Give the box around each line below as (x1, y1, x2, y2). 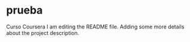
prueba (6, 4, 43, 17)
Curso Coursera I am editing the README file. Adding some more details (6, 23, 185, 30)
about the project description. (6, 29, 79, 36)
